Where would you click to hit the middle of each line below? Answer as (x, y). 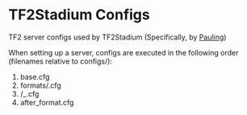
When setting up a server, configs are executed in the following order (123, 52)
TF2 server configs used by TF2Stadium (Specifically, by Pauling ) (117, 37)
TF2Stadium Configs (80, 15)
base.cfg (35, 76)
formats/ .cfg (41, 85)
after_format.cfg (47, 102)
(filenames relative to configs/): (61, 61)
